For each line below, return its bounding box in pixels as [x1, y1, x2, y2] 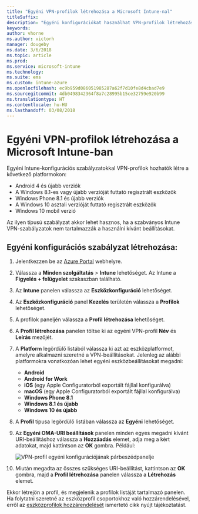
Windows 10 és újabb [24, 407, 78, 414]
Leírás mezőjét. [15, 334, 53, 341]
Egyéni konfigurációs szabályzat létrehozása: [6, 242, 178, 252]
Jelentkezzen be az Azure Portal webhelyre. [15, 258, 122, 265]
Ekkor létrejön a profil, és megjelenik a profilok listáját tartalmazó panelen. [6, 489, 186, 496]
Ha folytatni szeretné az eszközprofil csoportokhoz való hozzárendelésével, [6, 495, 190, 502]
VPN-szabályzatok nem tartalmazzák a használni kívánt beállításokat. [6, 225, 175, 232]
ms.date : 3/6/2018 [6, 47, 52, 53]
